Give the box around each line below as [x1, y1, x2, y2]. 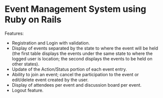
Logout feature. [11, 87, 44, 93]
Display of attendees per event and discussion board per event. [11, 82, 142, 88]
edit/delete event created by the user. [11, 77, 89, 83]
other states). [11, 61, 40, 67]
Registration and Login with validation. [11, 40, 90, 46]
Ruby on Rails [4, 14, 62, 25]
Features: [4, 30, 24, 36]
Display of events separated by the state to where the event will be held [11, 45, 159, 51]
